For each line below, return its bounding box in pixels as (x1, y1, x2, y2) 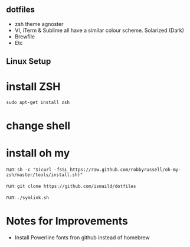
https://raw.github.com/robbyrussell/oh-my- (70, 167, 181, 173)
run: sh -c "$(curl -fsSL (6, 165, 68, 173)
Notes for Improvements (6, 214, 129, 228)
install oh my (6, 146, 70, 160)
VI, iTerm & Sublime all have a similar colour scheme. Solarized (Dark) (14, 27, 185, 34)
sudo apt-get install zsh (6, 100, 70, 106)
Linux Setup (6, 56, 51, 67)
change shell (6, 119, 71, 132)
